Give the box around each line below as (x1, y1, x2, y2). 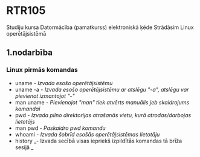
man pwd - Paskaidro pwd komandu (15, 124, 106, 132)
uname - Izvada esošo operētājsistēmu (15, 79, 113, 86)
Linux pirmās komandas (6, 66, 79, 74)
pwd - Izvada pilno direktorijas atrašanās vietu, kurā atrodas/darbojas (15, 111, 192, 118)
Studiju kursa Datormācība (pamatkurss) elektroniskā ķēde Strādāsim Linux (6, 24, 195, 31)
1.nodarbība (6, 48, 53, 58)
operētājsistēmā (6, 30, 47, 37)
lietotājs (15, 118, 35, 125)
